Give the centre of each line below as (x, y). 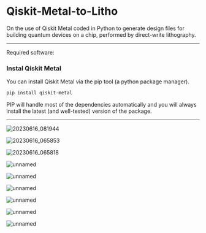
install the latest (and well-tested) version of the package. (79, 111)
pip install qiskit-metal (39, 93)
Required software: (30, 52)
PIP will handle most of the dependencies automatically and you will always (102, 105)
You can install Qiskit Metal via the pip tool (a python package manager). (98, 82)
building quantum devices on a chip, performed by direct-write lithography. (101, 34)
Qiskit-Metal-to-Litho (62, 11)
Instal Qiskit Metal (34, 68)
